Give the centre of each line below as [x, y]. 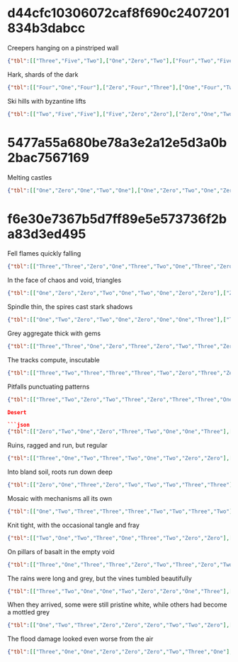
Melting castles [30, 177]
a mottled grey [29, 612]
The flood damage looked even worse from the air [80, 639]
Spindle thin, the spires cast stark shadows [70, 307]
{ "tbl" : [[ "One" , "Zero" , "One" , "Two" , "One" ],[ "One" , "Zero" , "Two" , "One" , [114, 190]
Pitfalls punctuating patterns [49, 386]
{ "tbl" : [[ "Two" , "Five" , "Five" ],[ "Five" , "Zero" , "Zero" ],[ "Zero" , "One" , [114, 114]
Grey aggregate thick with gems [54, 333]
